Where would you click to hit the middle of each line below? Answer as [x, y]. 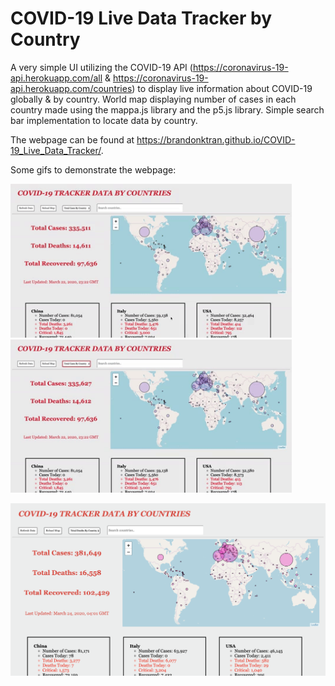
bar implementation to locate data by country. [104, 120]
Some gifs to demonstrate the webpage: [93, 169]
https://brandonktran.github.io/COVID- [216, 139]
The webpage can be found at [72, 139]
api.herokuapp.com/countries [71, 88]
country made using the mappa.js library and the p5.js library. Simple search [167, 109]
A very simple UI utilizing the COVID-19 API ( [101, 67]
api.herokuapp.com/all [56, 78]
